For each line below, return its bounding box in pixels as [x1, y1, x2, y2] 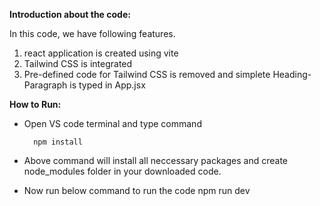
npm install [33, 137, 83, 147]
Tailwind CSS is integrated [23, 58, 133, 69]
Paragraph [23, 79, 68, 91]
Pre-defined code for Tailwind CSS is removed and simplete [23, 69, 271, 80]
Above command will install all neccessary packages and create [23, 155, 288, 166]
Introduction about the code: [9, 9, 131, 20]
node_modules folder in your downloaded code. [23, 165, 222, 177]
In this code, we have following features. [9, 28, 176, 39]
